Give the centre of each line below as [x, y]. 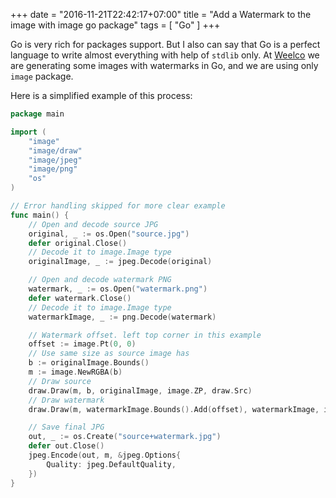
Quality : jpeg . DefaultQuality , [111, 464]
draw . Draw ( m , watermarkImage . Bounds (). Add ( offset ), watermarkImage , [174, 409]
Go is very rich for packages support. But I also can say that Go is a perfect [165, 44]
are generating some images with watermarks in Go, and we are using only [164, 65]
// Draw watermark [66, 400]
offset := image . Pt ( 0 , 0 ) [82, 344]
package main [37, 114]
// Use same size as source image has [109, 354]
